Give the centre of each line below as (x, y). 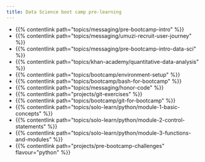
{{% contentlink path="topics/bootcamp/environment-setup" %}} (98, 74)
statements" (31, 126)
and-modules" (33, 139)
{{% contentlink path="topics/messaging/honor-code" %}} (89, 87)
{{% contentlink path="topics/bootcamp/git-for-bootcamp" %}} (95, 100)
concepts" (28, 113)
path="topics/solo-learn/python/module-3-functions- (124, 133)
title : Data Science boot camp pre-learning (64, 12)
